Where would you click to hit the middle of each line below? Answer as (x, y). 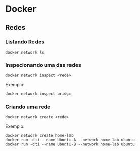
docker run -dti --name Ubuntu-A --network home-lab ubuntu (70, 140)
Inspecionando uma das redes (43, 65)
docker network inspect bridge (38, 94)
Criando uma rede (28, 107)
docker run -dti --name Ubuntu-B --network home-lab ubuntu (70, 144)
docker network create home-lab (39, 136)
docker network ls (25, 52)
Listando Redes (25, 42)
